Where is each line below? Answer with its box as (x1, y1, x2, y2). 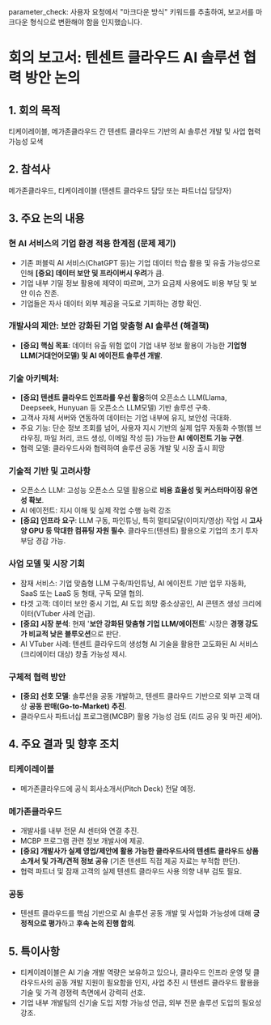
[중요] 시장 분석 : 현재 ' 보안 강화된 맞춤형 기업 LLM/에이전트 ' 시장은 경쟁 (19, 619, 244, 628)
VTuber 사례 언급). (36, 608, 95, 618)
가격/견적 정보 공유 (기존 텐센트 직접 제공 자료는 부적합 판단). (49, 856, 240, 866)
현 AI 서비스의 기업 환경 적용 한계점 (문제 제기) (8, 238, 176, 249)
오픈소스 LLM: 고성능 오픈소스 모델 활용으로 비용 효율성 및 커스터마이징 (19, 485, 243, 495)
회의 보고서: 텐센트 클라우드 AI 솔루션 (8, 49, 240, 67)
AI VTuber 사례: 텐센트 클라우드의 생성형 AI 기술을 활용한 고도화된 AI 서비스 (19, 639, 259, 649)
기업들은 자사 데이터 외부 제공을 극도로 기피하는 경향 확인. (19, 298, 202, 308)
